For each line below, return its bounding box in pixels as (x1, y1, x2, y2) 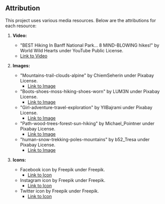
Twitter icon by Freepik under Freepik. (20, 188, 99, 194)
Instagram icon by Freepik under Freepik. (20, 177, 106, 183)
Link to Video (20, 53, 48, 59)
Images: (12, 62, 30, 68)
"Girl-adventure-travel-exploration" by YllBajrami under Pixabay (20, 104, 152, 110)
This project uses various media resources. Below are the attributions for (5, 17, 156, 23)
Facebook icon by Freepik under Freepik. (20, 166, 105, 172)
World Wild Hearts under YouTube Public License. (20, 47, 124, 53)
